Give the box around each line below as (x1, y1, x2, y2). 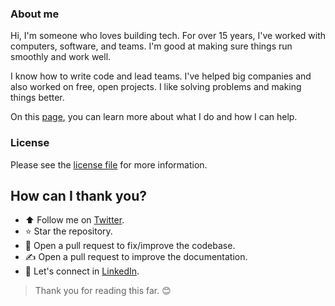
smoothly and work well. (10, 51, 112, 63)
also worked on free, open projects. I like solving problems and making (10, 81, 302, 93)
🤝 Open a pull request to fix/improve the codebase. (24, 240, 236, 252)
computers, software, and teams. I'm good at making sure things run (10, 40, 293, 52)
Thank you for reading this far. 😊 (34, 285, 172, 297)
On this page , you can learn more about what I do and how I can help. (10, 111, 298, 123)
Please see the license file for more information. (10, 158, 208, 171)
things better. (10, 92, 65, 104)
